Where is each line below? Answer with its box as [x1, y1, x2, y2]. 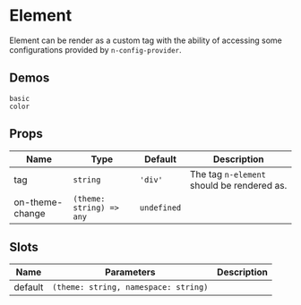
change [13, 207, 47, 219]
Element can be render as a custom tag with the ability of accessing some [9, 35, 282, 46]
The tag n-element [189, 167, 267, 180]
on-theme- [13, 196, 64, 208]
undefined [139, 202, 182, 213]
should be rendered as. [189, 179, 288, 191]
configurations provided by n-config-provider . [9, 44, 182, 55]
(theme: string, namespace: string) [52, 283, 209, 292]
